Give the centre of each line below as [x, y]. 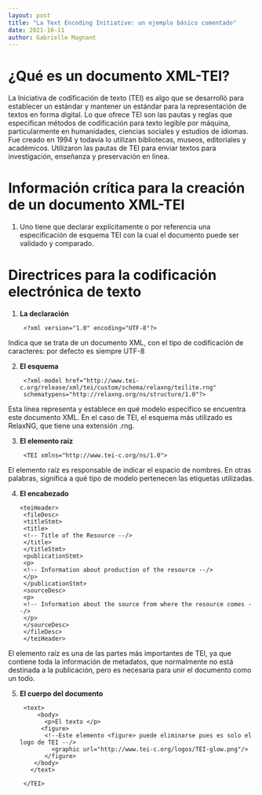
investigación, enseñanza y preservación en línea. [89, 156]
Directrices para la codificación [113, 275]
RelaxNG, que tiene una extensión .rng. [71, 426]
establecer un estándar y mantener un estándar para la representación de [127, 106]
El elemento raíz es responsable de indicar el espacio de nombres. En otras [130, 470]
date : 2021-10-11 [36, 30]
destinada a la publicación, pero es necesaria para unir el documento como [130, 670]
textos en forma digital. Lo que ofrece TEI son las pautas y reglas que [120, 115]
